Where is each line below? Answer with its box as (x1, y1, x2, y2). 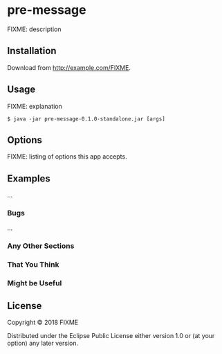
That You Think (7, 260, 59, 269)
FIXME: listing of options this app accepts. (7, 152, 127, 161)
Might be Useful (7, 278, 62, 288)
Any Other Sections (7, 241, 75, 251)
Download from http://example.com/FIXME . (7, 63, 131, 71)
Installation (7, 45, 57, 57)
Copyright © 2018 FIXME (7, 318, 79, 327)
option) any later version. (7, 339, 78, 348)
